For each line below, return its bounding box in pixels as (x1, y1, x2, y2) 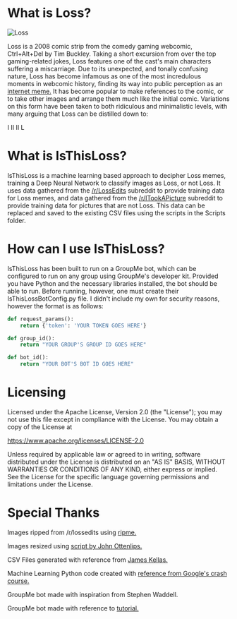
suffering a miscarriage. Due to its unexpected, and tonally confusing (7, 64, 208, 73)
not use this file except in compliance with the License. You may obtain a (7, 415, 219, 423)
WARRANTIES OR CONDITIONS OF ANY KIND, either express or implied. (7, 465, 217, 474)
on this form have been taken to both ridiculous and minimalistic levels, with (7, 102, 228, 110)
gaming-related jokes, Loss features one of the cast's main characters (7, 56, 212, 65)
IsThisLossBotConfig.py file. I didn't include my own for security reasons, (7, 294, 220, 303)
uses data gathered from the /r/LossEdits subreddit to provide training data (7, 186, 225, 195)
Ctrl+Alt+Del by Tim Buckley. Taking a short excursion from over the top (7, 49, 217, 58)
